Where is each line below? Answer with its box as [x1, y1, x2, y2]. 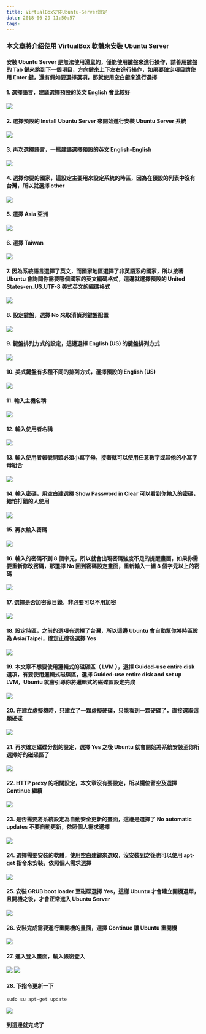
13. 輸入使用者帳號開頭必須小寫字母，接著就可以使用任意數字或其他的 [6, 453, 182, 461]
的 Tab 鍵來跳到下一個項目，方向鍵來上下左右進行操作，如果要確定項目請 [6, 66, 191, 73]
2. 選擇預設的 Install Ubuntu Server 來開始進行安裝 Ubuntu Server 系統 [6, 117, 186, 125]
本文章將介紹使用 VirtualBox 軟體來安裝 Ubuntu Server [6, 42, 170, 50]
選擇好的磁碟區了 [6, 751, 50, 758]
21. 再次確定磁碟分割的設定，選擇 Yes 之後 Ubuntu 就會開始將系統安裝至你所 [6, 743, 199, 750]
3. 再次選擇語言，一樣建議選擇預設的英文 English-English [6, 146, 152, 153]
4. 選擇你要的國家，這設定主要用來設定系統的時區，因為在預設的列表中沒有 [6, 174, 196, 182]
